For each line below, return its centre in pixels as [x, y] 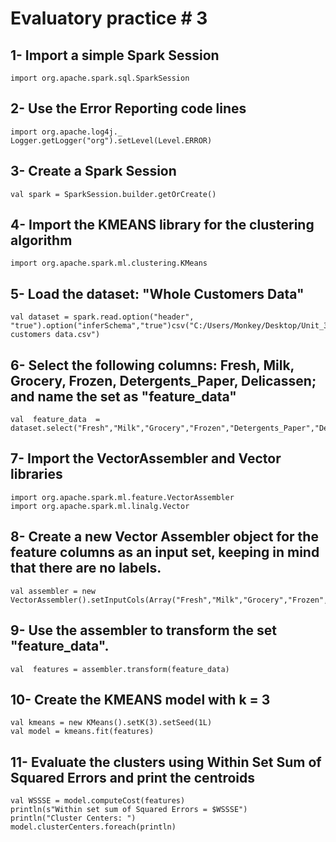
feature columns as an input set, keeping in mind [165, 552]
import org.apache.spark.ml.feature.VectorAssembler [122, 497]
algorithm [41, 240]
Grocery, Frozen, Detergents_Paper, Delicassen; [163, 380]
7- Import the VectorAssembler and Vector [146, 458]
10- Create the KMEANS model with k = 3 [140, 699]
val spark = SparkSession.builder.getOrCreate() [113, 194]
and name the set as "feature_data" [123, 396]
